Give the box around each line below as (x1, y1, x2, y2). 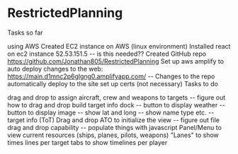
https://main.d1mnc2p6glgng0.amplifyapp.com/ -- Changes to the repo (7, 72, 215, 81)
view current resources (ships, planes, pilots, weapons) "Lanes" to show (7, 131, 220, 139)
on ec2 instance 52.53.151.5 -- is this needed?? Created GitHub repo (7, 49, 207, 58)
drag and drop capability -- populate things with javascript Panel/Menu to (7, 123, 222, 131)
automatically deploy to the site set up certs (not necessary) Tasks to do (7, 79, 218, 88)
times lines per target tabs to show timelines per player (7, 138, 168, 146)
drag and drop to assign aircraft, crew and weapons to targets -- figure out (7, 93, 226, 102)
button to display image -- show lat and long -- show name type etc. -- (7, 108, 215, 117)
